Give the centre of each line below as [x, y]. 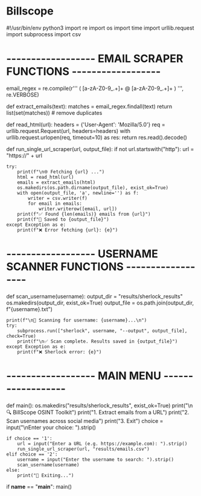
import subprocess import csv [44, 34]
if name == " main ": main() [39, 486]
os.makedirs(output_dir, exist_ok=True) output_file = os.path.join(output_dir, [100, 303]
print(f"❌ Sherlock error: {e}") [59, 352]
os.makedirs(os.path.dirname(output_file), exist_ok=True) [93, 188]
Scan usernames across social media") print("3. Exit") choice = [85, 420]
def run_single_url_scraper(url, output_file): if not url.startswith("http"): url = [100, 149]
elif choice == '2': [32, 454]
